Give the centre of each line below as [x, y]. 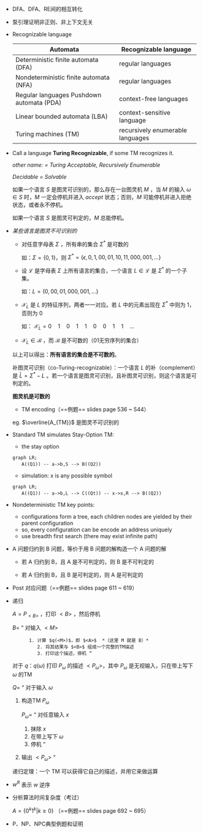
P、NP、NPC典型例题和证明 [48, 824]
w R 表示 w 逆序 [31, 784]
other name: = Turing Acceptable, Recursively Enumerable [86, 165]
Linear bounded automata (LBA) [62, 116]
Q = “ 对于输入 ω [33, 688]
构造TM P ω [35, 702]
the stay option [40, 446]
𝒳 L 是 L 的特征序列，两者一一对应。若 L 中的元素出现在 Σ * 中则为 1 [105, 305]
